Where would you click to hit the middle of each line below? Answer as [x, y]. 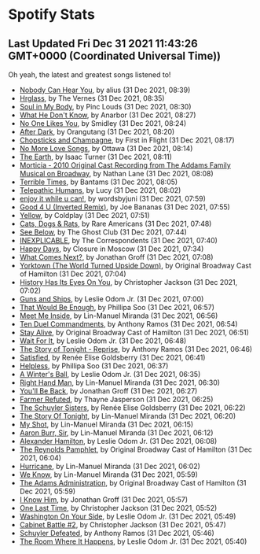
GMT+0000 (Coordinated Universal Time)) [115, 55]
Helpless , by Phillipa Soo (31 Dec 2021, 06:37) [94, 366]
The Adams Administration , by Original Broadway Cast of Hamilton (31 [133, 483]
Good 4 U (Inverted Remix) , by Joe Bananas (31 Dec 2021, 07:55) [125, 207]
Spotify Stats [52, 15]
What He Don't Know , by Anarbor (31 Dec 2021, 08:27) [108, 115]
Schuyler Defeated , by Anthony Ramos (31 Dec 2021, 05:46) [117, 533]
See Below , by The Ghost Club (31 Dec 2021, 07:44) [103, 232]
